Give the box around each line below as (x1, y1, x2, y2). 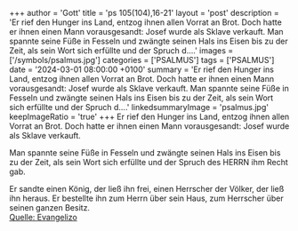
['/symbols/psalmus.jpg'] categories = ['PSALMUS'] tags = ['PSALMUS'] (9, 55, 275, 65)
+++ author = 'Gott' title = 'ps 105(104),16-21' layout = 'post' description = (9, 8, 279, 18)
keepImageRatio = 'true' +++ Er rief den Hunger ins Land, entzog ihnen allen (9, 111, 290, 122)
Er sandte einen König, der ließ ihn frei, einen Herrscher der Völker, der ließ (9, 184, 285, 194)
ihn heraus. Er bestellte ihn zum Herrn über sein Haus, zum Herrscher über (9, 193, 284, 203)
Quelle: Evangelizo (9, 212, 77, 222)
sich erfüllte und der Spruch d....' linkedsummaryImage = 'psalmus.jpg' (9, 102, 270, 112)
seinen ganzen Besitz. (9, 203, 91, 212)
